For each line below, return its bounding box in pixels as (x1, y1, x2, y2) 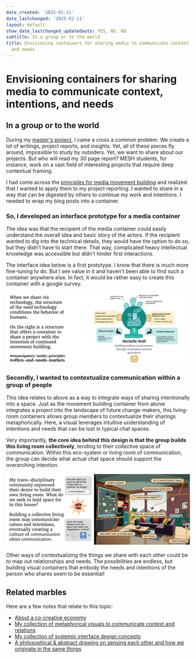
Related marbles (6, 587, 67, 597)
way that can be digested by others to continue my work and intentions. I (6, 191, 181, 198)
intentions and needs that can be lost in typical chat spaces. (6, 425, 150, 432)
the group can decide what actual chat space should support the (6, 455, 162, 462)
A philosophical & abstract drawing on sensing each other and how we (14, 639, 184, 646)
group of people (6, 381, 52, 389)
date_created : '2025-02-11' (6, 9, 75, 15)
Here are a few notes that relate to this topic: (6, 603, 113, 609)
